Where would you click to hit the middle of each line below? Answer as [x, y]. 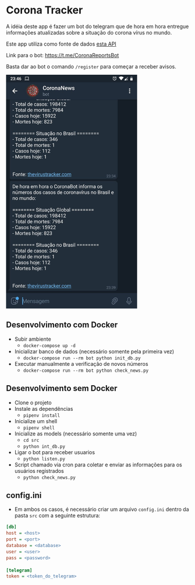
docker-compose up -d [49, 345]
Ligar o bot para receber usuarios [54, 452]
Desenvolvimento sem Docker [62, 388]
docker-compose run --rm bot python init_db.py [82, 358]
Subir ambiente [33, 339]
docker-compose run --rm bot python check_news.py [86, 371]
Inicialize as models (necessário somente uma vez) [76, 434]
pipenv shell [39, 428]
